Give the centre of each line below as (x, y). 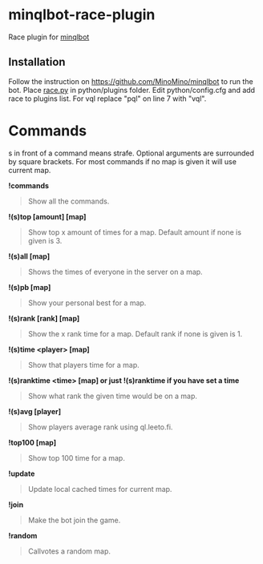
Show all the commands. (69, 201)
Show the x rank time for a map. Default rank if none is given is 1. (135, 333)
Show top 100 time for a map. (77, 457)
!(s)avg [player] (35, 411)
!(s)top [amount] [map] (47, 216)
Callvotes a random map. (69, 551)
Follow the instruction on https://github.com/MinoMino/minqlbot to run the (131, 81)
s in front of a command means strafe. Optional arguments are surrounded (131, 153)
